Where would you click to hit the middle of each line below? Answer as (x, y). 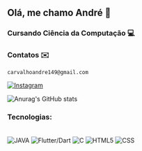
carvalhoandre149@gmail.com (48, 72)
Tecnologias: (30, 117)
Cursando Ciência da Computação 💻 (71, 34)
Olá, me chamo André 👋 (59, 13)
